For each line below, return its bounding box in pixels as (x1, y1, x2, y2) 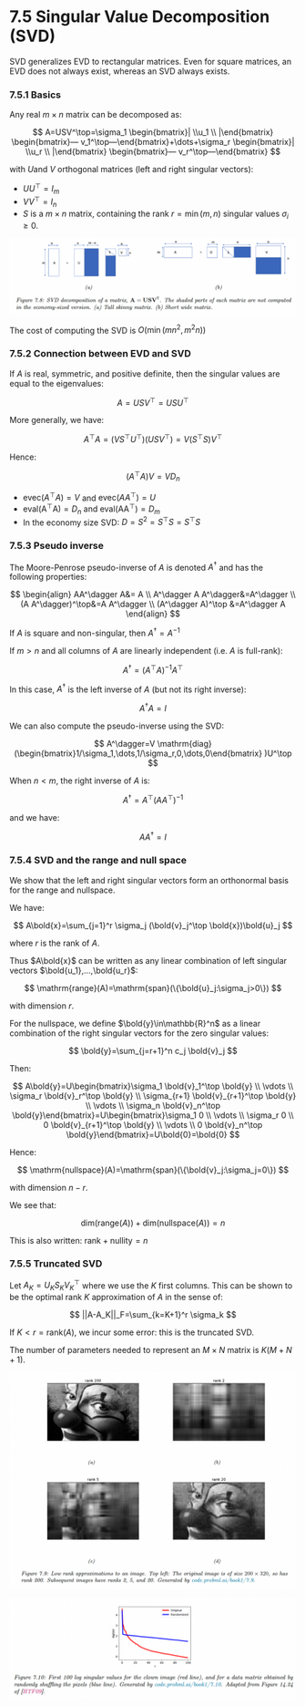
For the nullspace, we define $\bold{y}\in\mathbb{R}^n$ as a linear (9, 1018, 261, 1029)
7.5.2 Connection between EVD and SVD (9, 347, 191, 360)
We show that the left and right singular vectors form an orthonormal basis (9, 874, 290, 885)
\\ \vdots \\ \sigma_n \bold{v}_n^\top (85, 1100, 221, 1111)
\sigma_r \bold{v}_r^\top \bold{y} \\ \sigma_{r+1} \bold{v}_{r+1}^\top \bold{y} (9, 1090, 297, 1101)
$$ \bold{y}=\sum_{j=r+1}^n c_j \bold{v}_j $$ (67, 1045, 239, 1056)
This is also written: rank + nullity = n (9, 1235, 148, 1246)
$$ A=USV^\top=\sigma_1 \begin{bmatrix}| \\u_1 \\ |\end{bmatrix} (32, 127, 274, 138)
